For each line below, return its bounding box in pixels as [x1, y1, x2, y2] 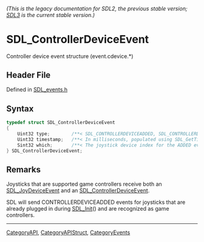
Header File [6, 70, 51, 80]
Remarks [6, 164, 41, 175]
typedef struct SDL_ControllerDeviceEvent [6, 120, 115, 126]
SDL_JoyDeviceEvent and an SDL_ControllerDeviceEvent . [6, 187, 150, 194]
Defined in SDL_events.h [6, 86, 68, 93]
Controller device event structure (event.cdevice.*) [6, 52, 134, 60]
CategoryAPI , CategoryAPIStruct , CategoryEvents [6, 229, 131, 236]
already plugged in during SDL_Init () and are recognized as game [6, 205, 169, 212]
